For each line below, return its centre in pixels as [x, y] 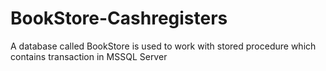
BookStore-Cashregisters [119, 18]
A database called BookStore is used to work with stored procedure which [163, 46]
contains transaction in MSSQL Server [89, 56]
